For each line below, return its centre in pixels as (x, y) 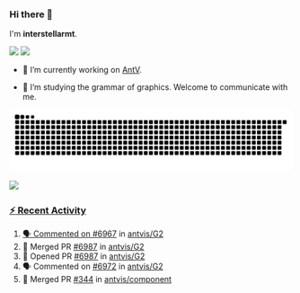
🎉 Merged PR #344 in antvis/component (97, 280)
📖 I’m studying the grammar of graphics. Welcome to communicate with (155, 87)
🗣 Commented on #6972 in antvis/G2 (93, 266)
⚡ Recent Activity (48, 210)
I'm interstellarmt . (44, 34)
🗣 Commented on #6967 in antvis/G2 (93, 234)
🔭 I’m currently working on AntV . (82, 70)
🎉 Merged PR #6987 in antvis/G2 (83, 247)
